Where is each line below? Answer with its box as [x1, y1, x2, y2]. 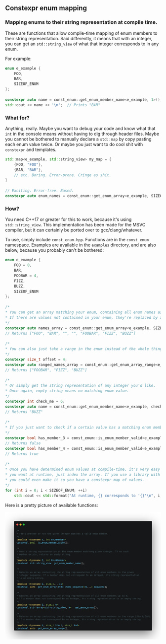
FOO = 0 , [14, 263, 32, 268]
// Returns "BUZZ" [5, 409, 43, 414]
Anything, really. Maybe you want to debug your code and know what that [5, 125, 156, 131]
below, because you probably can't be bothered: [5, 247, 104, 253]
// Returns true [5, 451, 39, 456]
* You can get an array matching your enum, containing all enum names [5, 310, 156, 315]
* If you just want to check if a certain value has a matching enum [5, 425, 152, 430]
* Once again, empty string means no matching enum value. [5, 388, 129, 394]
